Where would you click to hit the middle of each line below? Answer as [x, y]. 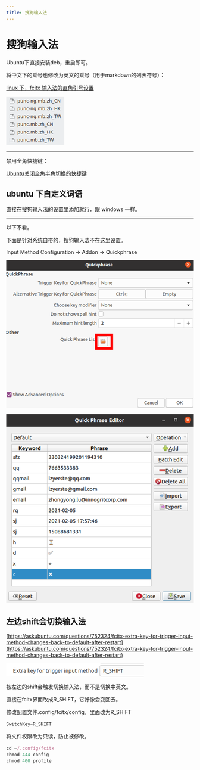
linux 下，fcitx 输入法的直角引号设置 [50, 88]
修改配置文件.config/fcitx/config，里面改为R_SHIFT [69, 712]
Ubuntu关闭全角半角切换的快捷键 [47, 173]
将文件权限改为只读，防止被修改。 [48, 737]
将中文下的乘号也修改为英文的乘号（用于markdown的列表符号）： [86, 75]
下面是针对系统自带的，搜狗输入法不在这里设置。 [66, 240]
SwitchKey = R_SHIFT [29, 724]
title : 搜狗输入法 [27, 13]
